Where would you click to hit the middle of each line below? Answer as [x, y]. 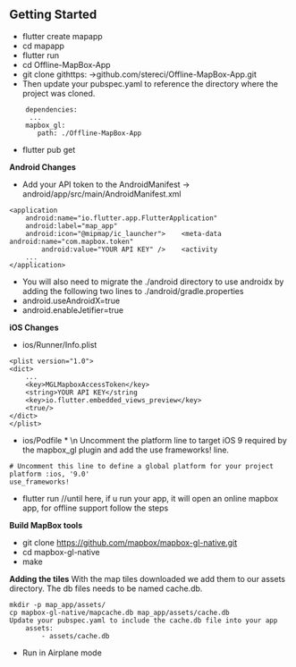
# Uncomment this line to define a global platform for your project [142, 466]
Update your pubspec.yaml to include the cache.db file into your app [144, 621]
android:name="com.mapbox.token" [72, 241]
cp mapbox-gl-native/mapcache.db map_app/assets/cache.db [119, 612]
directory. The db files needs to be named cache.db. [106, 588]
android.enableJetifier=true [73, 310]
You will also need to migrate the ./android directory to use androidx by [153, 282]
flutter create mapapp [62, 36]
